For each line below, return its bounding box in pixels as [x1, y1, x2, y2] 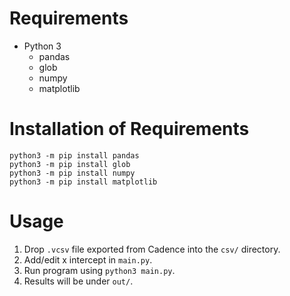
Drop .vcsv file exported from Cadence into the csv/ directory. [23, 243, 281, 255]
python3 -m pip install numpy [9, 168, 136, 178]
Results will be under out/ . [23, 275, 134, 287]
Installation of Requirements [9, 118, 250, 141]
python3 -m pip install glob [9, 159, 131, 169]
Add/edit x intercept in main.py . [23, 253, 153, 266]
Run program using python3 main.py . [23, 264, 176, 276]
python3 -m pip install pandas [9, 150, 140, 161]
